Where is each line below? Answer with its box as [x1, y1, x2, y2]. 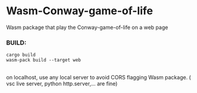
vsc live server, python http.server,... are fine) [6, 80, 118, 87]
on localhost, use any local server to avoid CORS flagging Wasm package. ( [6, 74, 192, 81]
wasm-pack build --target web [6, 57, 82, 63]
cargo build [6, 52, 36, 58]
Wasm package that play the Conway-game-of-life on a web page [6, 24, 168, 31]
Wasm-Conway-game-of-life [6, 4, 154, 18]
